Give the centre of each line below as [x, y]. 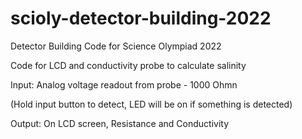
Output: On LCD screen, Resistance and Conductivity [120, 123]
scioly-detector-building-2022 [141, 18]
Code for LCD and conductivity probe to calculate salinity [128, 65]
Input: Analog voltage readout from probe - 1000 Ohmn [124, 84]
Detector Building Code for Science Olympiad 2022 [116, 46]
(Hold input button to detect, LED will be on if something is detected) [151, 104]
